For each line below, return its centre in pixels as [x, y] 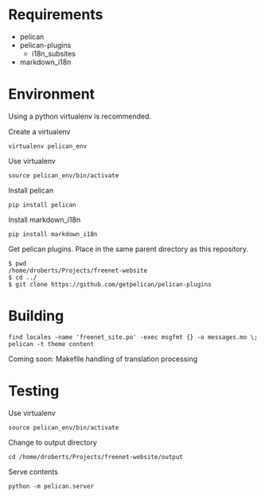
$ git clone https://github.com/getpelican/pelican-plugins [110, 284]
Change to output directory [53, 442]
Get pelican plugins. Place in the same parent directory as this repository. [129, 249]
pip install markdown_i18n [53, 234]
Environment [52, 94]
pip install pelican [43, 204]
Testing [34, 391]
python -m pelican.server [51, 486]
